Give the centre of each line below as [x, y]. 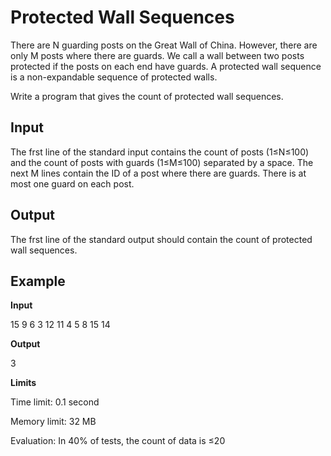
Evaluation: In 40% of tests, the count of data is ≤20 [118, 441]
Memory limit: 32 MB [53, 422]
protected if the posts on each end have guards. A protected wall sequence [166, 66]
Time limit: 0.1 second [55, 402]
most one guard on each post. [72, 183]
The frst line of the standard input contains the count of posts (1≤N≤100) [160, 152]
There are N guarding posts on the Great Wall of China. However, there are [164, 45]
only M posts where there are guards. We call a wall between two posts [157, 55]
